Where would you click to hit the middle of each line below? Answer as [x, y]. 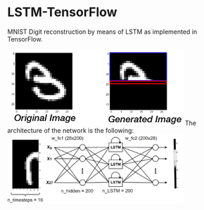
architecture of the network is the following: [71, 130]
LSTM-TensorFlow [62, 12]
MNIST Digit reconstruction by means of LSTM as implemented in [102, 32]
